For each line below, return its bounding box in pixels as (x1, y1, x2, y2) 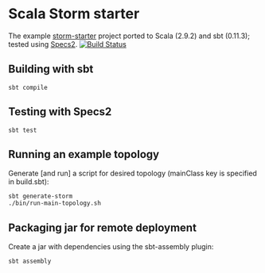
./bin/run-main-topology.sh (8, 199, 102, 207)
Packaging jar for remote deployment (8, 221, 197, 234)
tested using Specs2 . (8, 39, 78, 48)
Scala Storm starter (8, 5, 140, 23)
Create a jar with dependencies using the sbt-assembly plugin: (8, 242, 214, 252)
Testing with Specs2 (8, 105, 112, 119)
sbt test (8, 126, 37, 134)
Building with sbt (8, 63, 94, 76)
